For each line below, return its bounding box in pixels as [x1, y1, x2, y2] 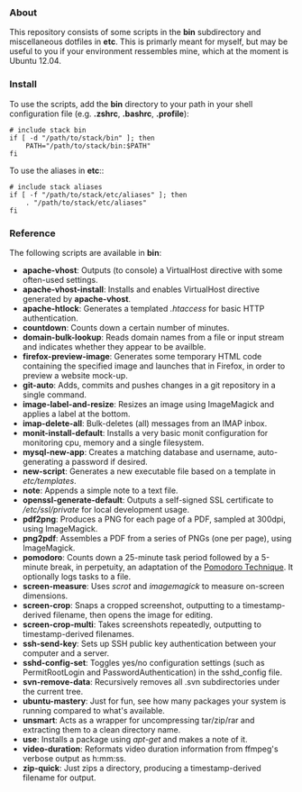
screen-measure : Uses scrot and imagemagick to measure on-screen [22, 580, 285, 591]
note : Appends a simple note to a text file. [22, 485, 178, 496]
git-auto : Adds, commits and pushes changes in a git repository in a [22, 379, 277, 390]
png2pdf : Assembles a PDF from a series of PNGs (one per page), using [22, 533, 292, 543]
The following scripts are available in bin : [9, 247, 162, 258]
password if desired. [71, 456, 149, 467]
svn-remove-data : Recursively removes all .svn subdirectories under [22, 676, 280, 687]
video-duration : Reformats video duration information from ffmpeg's [22, 743, 279, 754]
